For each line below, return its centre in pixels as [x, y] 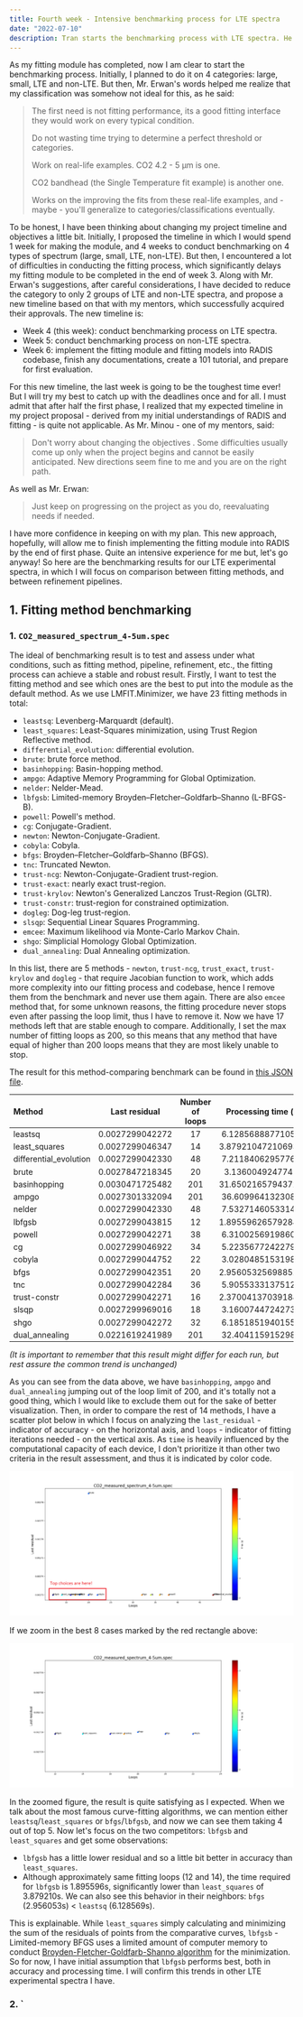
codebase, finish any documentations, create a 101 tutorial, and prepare [155, 360]
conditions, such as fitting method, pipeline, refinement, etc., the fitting [141, 665]
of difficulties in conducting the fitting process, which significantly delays [145, 265]
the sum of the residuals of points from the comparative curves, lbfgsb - [144, 1933]
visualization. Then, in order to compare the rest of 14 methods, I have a [143, 1411]
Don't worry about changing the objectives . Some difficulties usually [160, 443]
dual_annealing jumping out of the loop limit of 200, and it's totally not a [143, 1392]
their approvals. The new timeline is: [77, 314]
